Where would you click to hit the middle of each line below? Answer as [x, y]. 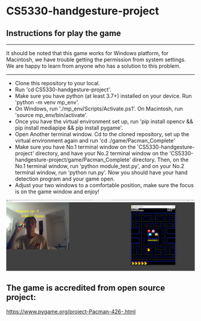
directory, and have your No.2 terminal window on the [102, 153]
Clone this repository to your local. [57, 83]
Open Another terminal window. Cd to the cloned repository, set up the [102, 134]
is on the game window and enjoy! [57, 191]
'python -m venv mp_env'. [47, 102]
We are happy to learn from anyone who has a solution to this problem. [94, 66]
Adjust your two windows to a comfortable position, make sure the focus [104, 185]
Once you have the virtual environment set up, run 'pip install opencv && [104, 121]
